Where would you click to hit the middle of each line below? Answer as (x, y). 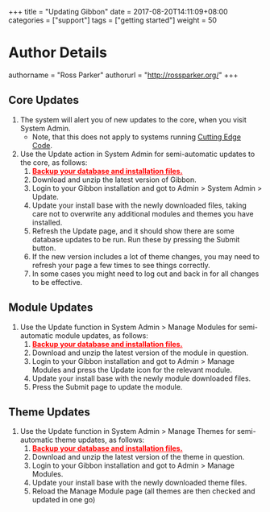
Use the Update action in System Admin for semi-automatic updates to (137, 154)
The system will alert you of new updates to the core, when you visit (133, 119)
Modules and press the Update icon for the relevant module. (132, 370)
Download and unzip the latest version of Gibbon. (114, 180)
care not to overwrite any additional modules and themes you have (143, 213)
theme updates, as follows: (100, 440)
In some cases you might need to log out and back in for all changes (145, 274)
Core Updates (44, 100)
